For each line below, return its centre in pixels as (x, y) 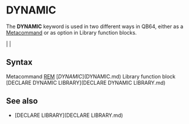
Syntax (19, 62)
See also (22, 101)
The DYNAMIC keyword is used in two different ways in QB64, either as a (95, 26)
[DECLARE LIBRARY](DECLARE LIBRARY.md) (69, 115)
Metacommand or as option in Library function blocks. (71, 32)
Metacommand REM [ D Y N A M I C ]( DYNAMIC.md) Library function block (91, 76)
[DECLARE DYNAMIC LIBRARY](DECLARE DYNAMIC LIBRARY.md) (86, 82)
